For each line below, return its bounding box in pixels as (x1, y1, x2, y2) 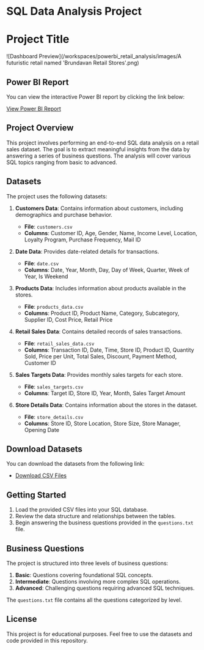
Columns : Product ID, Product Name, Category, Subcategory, (24, 309, 180, 317)
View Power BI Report (6, 105, 61, 112)
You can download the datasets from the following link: (6, 460, 145, 467)
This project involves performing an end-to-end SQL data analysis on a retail (6, 139, 199, 146)
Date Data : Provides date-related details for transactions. (15, 248, 159, 255)
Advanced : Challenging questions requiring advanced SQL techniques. (15, 584, 195, 592)
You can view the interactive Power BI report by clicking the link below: (6, 93, 185, 100)
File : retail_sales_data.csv (24, 339, 95, 347)
